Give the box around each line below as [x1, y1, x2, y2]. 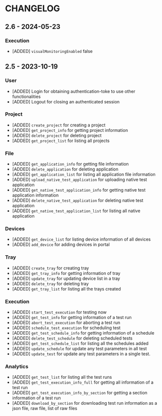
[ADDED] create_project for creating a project [12, 122, 106, 128]
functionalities [12, 94, 41, 99]
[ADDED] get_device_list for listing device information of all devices [12, 236, 151, 243]
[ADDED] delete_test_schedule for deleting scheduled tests [12, 335, 133, 341]
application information [12, 192, 59, 198]
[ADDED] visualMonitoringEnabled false [12, 48, 93, 54]
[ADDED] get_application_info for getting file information [12, 161, 129, 167]
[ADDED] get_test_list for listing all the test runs [12, 374, 112, 380]
